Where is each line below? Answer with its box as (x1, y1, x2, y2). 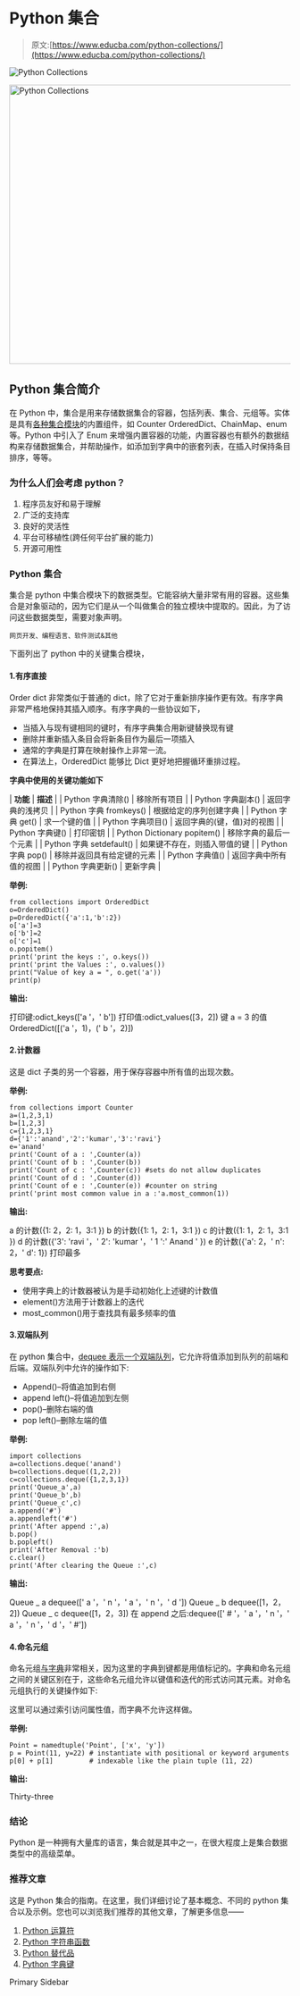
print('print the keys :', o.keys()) (9, 952, 150, 961)
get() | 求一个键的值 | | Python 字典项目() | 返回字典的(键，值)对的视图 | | (19, 816, 284, 826)
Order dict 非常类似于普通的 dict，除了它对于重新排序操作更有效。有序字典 (9, 692, 284, 702)
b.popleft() (9, 1538, 54, 1547)
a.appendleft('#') (9, 1514, 78, 1523)
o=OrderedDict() (9, 905, 70, 914)
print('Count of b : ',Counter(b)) (9, 1158, 142, 1167)
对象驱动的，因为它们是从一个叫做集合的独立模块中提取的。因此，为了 (24, 600, 283, 612)
